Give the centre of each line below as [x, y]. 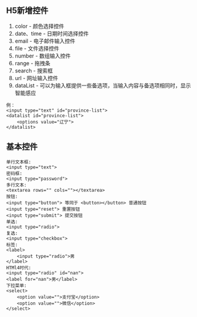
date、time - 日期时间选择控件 [52, 33]
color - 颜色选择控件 [39, 26]
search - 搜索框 [34, 71]
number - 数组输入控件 [43, 56]
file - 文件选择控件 [37, 48]
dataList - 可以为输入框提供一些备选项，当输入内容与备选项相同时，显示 [103, 85]
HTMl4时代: [19, 268]
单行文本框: [19, 162]
